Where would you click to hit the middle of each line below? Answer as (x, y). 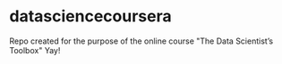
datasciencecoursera (90, 16)
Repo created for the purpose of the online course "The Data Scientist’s (141, 41)
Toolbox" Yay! (35, 50)
